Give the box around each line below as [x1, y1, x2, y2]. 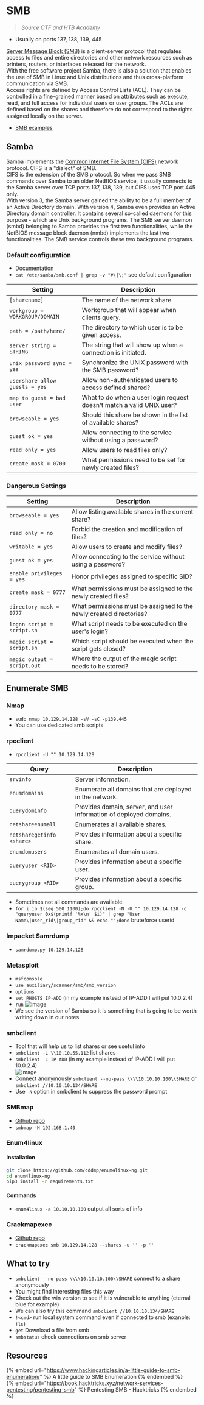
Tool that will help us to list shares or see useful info [15, 1042, 145, 1050]
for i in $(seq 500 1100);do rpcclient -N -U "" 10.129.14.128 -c [15, 906, 187, 912]
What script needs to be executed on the [71, 620, 188, 628]
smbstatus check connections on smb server [15, 1332, 127, 1340]
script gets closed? [71, 645, 126, 653]
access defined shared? [81, 383, 151, 392]
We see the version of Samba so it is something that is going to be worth [15, 1007, 197, 1014]
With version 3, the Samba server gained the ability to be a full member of [6, 196, 191, 204]
